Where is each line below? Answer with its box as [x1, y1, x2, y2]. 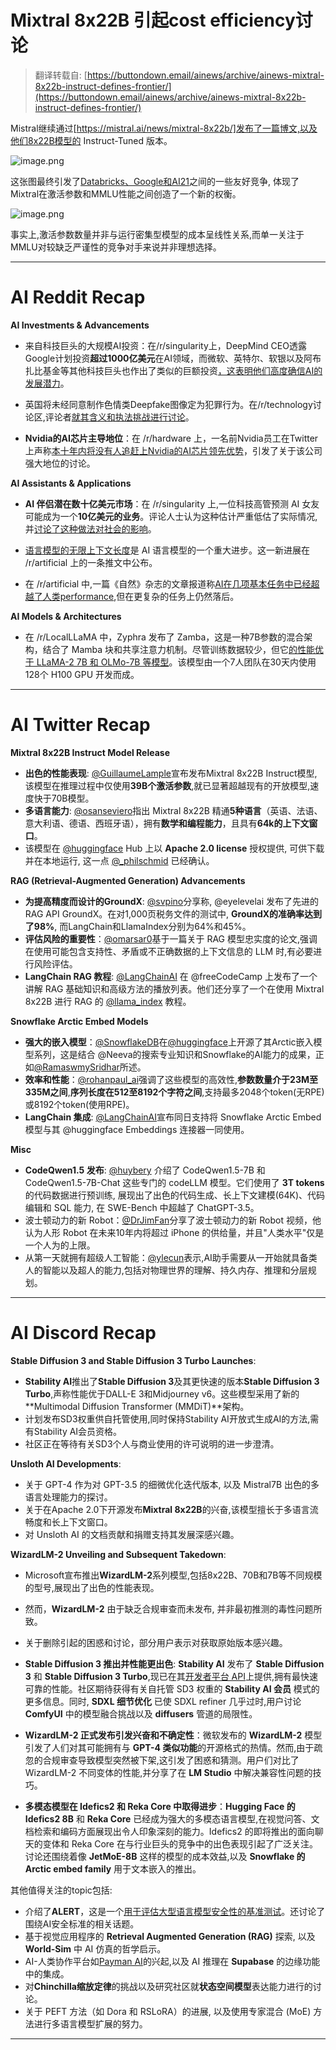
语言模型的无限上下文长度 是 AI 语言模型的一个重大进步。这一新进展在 [24, 544, 311, 556]
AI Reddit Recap [10, 286, 146, 309]
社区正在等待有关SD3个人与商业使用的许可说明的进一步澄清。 [24, 1437, 280, 1450]
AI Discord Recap [10, 1322, 157, 1344]
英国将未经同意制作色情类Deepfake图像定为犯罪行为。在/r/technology [24, 398, 313, 410]
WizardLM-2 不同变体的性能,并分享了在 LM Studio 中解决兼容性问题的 [24, 1766, 313, 1778]
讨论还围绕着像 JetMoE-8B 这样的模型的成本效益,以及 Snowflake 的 [24, 1850, 306, 1862]
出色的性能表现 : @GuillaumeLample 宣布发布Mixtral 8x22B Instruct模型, [24, 767, 318, 779]
